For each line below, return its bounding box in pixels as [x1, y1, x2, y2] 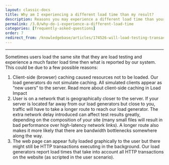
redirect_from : [5, 36, 37, 41]
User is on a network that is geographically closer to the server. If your [12, 95, 159, 101]
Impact [12, 90, 27, 96]
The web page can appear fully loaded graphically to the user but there [12, 138, 161, 144]
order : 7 [5, 31, 24, 36]
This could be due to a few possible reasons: [5, 64, 98, 70]
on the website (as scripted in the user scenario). [12, 154, 115, 160]
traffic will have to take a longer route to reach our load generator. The [12, 106, 158, 112]
